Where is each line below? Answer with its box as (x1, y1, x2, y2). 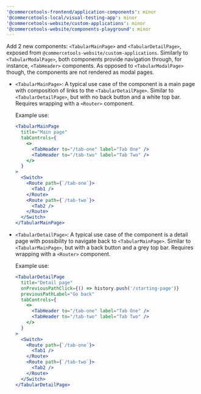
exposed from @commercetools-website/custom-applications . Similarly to (6, 49, 188, 57)
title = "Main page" (21, 129, 68, 135)
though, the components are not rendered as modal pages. (6, 68, 154, 76)
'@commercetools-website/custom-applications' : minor (6, 20, 146, 26)
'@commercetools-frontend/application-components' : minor (6, 9, 157, 15)
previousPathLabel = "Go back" (21, 291, 95, 297)
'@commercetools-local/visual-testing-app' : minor (6, 15, 138, 21)
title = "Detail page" (21, 279, 73, 285)
